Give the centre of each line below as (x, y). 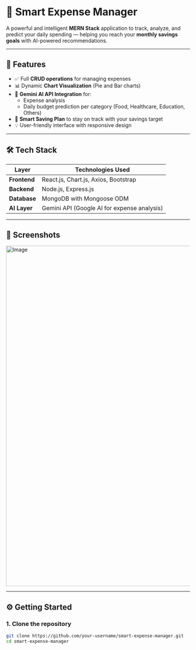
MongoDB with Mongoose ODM (85, 199)
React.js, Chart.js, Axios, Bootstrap (89, 179)
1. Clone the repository (39, 624)
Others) (32, 112)
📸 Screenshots (33, 235)
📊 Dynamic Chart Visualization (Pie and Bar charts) (78, 85)
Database (23, 199)
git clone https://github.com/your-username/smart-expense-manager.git (95, 636)
